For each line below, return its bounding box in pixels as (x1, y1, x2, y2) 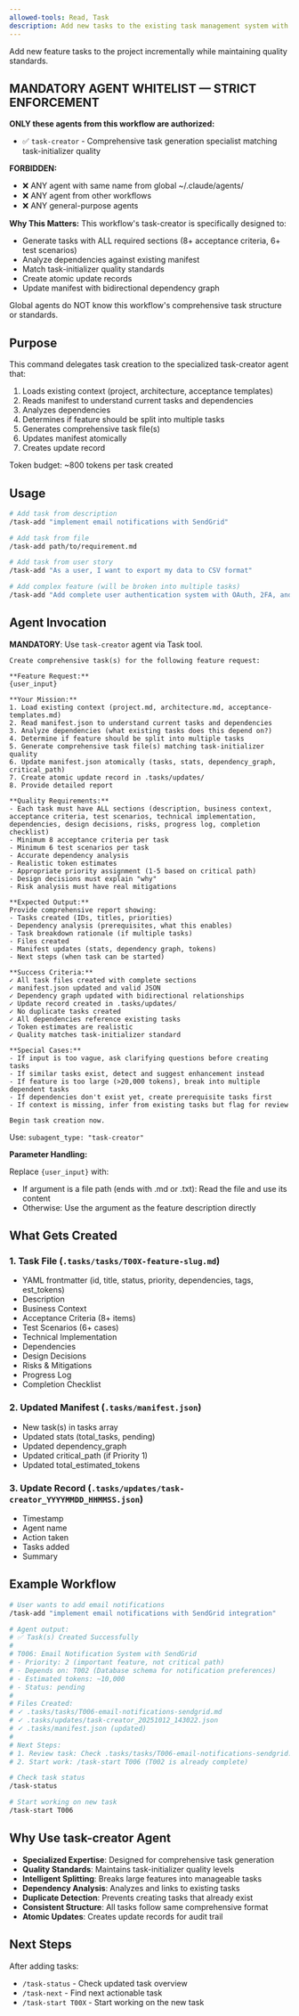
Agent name (21, 1522, 68, 1533)
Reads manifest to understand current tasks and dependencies (21, 396, 254, 406)
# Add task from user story (9, 558, 114, 567)
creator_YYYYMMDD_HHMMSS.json (9, 1494, 141, 1505)
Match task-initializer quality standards (21, 264, 165, 274)
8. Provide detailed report (9, 780, 114, 789)
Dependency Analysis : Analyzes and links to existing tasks (21, 1882, 240, 1893)
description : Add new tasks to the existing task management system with (9, 21, 289, 30)
